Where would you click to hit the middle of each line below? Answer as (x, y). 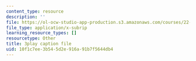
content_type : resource (35, 11)
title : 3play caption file (39, 44)
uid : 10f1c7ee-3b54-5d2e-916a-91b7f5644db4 (60, 49)
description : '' (26, 17)
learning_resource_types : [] (41, 33)
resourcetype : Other (31, 38)
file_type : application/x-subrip (47, 28)
